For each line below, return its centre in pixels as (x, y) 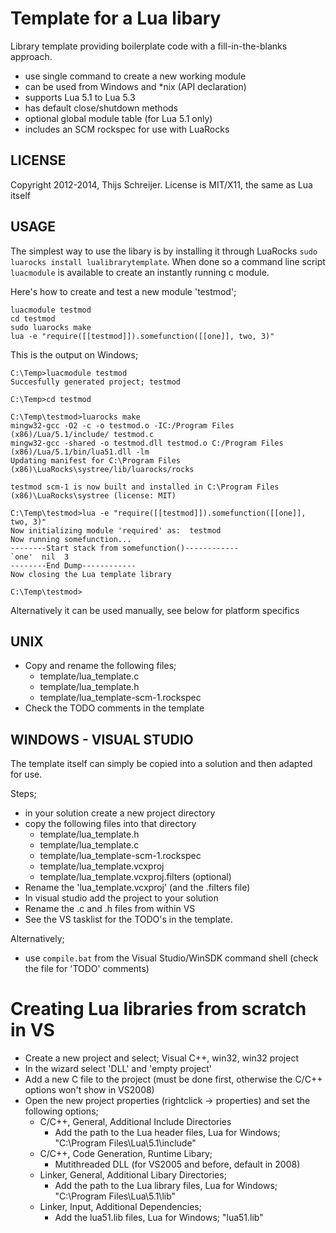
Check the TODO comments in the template (114, 708)
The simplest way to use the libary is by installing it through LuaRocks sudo (164, 251)
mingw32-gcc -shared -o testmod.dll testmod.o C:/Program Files (147, 443)
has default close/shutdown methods (101, 108)
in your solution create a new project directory (120, 813)
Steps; (23, 794)
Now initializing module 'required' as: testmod (116, 530)
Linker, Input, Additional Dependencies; (120, 1207)
